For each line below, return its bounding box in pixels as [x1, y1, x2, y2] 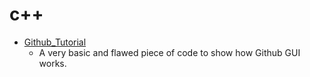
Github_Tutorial [23, 36, 87, 48]
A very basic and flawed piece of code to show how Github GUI [38, 46, 301, 58]
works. [38, 57, 67, 69]
